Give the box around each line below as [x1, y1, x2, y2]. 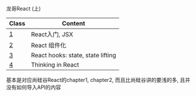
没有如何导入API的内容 [6, 84, 61, 91]
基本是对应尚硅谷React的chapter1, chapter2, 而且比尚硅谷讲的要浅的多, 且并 [6, 77, 191, 83]
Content [61, 19, 86, 28]
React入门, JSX [31, 30, 74, 38]
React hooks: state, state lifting [31, 52, 116, 59]
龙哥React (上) [6, 5, 41, 12]
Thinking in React [31, 61, 80, 68]
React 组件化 [31, 42, 67, 49]
